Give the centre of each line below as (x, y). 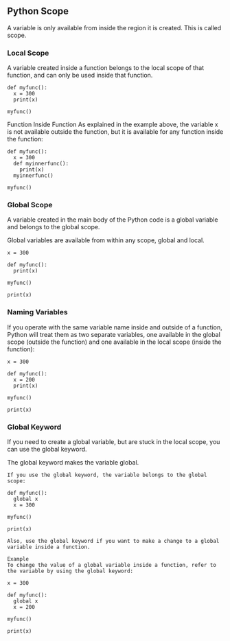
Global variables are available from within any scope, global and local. (106, 240)
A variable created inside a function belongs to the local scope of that (106, 68)
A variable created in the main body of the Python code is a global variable (113, 220)
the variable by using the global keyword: (70, 571)
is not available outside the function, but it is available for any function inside (115, 132)
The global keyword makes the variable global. (73, 462)
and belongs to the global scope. (54, 227)
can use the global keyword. (47, 449)
